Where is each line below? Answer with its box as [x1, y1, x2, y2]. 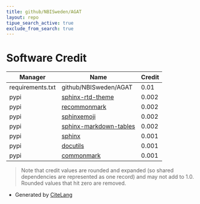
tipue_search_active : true [6, 20, 74, 26]
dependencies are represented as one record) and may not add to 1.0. [20, 173, 194, 181]
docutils [61, 142, 84, 150]
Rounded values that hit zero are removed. [20, 179, 127, 187]
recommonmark [61, 103, 107, 111]
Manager [19, 73, 46, 82]
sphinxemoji [61, 112, 96, 121]
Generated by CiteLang [14, 191, 73, 199]
